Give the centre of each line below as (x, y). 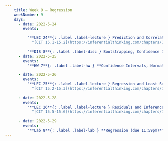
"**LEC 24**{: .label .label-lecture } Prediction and (85, 38)
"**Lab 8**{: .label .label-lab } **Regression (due (83, 130)
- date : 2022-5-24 (37, 24)
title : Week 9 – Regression (43, 10)
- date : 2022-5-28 (37, 98)
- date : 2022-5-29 (37, 121)
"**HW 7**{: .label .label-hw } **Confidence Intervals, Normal (96, 66)
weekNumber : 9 (28, 15)
